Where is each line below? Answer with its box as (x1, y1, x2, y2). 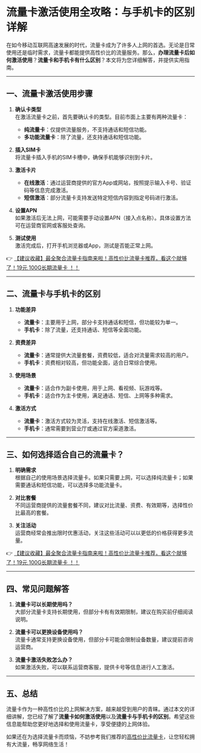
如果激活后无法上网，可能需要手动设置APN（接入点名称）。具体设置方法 (14, 214, 191, 221)
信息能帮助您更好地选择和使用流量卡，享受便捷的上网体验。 (6, 721, 153, 727)
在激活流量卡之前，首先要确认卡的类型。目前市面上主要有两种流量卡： (14, 113, 188, 120)
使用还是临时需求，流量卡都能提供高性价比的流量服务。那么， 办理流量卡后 (6, 48, 190, 56)
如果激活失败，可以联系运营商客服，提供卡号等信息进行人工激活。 (14, 664, 178, 671)
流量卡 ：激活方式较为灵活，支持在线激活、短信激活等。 (23, 417, 160, 424)
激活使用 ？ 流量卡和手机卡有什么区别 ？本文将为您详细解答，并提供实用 (11, 56, 184, 63)
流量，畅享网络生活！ (16, 740, 69, 748)
